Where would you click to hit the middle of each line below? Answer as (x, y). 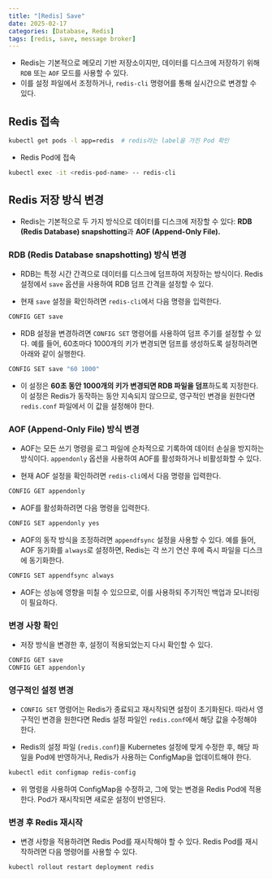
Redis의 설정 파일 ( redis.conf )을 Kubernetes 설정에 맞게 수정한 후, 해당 (135, 746)
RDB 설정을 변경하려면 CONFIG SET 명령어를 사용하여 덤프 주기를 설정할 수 (136, 333)
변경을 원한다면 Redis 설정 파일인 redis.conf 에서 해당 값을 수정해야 (149, 719)
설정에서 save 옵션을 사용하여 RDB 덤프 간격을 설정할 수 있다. (117, 284)
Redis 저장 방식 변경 (56, 200)
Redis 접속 (34, 122)
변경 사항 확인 (34, 625)
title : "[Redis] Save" (47, 16)
